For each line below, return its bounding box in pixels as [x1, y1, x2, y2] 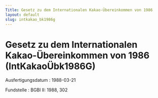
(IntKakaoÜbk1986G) [5, 60, 96, 72]
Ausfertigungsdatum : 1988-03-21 [5, 77, 76, 83]
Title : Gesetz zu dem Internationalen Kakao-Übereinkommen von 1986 [5, 7, 153, 13]
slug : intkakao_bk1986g [5, 17, 56, 22]
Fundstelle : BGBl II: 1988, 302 [5, 87, 68, 93]
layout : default [5, 12, 39, 17]
